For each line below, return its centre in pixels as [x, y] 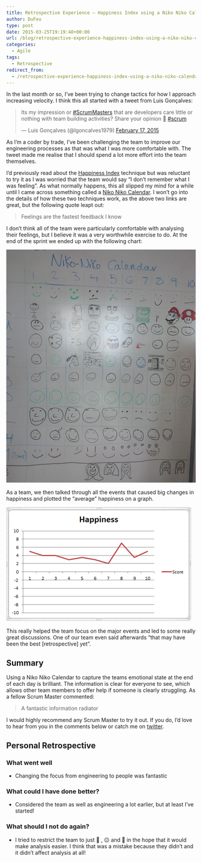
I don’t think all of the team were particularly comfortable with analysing [95, 229]
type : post [20, 25]
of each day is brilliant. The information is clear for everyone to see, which [98, 684]
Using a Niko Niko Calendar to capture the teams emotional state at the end [100, 677]
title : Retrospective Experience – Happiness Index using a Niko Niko [96, 13]
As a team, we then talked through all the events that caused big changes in [100, 492]
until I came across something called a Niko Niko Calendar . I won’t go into [97, 192]
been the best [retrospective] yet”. [49, 644]
